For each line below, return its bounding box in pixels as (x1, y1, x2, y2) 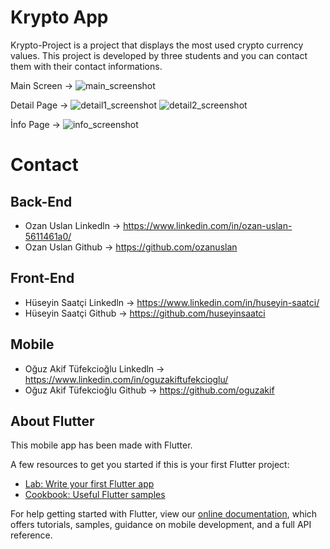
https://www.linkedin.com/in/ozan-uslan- (123, 219, 293, 231)
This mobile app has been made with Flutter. (10, 439, 193, 451)
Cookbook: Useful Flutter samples (24, 489, 166, 501)
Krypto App (10, 6, 109, 29)
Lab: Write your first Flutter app (24, 478, 155, 490)
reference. (10, 529, 53, 541)
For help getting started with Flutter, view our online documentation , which (10, 508, 318, 520)
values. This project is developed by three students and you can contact (10, 49, 308, 61)
